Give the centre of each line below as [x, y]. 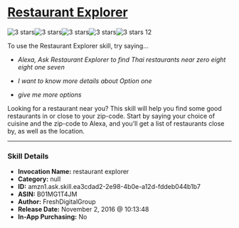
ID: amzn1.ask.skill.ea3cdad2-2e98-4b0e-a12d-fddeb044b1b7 [109, 187]
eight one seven [41, 67]
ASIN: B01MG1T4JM [47, 194]
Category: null [39, 179]
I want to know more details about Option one [85, 81]
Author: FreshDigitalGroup [57, 202]
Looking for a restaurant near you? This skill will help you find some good [115, 108]
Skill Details [28, 156]
